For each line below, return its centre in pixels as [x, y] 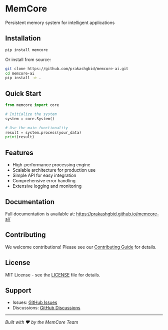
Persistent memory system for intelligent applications [60, 23]
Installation [23, 38]
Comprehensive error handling [44, 181]
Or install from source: [28, 59]
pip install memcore [27, 50]
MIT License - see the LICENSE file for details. [53, 275]
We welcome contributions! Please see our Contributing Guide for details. [81, 247]
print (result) [20, 137]
